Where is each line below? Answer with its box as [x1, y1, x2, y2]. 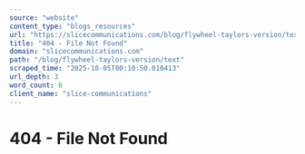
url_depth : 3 [9, 72, 59, 82]
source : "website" [9, 13, 79, 23]
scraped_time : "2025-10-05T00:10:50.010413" [9, 64, 181, 73]
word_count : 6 [9, 81, 64, 90]
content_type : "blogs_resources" [9, 22, 136, 31]
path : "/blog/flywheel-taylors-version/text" [9, 55, 184, 64]
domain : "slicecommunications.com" [9, 47, 144, 56]
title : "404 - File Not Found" [9, 38, 128, 48]
